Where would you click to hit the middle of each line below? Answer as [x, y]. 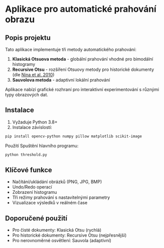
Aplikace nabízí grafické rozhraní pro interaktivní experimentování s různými [82, 89]
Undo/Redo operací [32, 187]
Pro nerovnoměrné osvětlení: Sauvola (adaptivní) [62, 241]
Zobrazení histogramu [35, 192]
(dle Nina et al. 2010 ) [33, 75]
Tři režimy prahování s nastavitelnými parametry [61, 197]
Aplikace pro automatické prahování [81, 9]
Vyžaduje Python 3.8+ [35, 122]
